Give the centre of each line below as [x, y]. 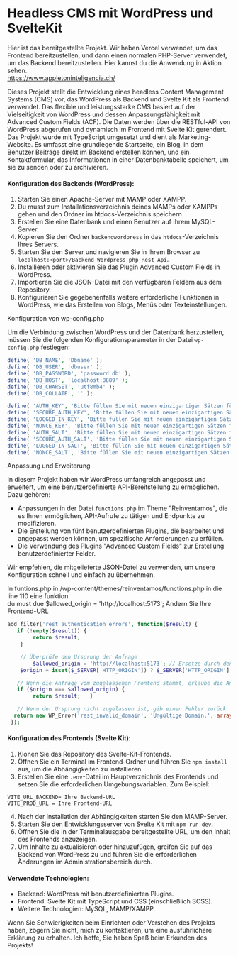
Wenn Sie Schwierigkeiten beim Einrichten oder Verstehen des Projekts [111, 923]
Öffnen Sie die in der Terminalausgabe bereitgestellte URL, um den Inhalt [124, 831]
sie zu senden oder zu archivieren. [58, 167]
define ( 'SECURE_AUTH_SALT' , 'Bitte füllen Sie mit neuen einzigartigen [117, 439]
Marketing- [194, 137]
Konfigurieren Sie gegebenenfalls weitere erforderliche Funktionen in [118, 297]
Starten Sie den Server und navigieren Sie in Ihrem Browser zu [109, 252]
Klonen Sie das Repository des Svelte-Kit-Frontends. [95, 754]
